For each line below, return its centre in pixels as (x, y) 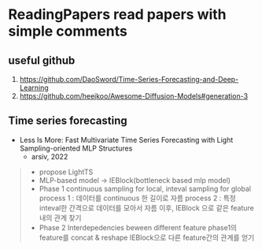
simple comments (68, 31)
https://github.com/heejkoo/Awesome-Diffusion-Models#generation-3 (134, 96)
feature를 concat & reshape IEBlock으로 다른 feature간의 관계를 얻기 (147, 237)
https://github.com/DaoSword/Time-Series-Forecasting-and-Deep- (129, 79)
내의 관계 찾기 (60, 218)
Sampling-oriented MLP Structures (76, 148)
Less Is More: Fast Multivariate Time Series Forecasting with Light (126, 140)
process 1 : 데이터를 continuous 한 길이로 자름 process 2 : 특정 (137, 198)
